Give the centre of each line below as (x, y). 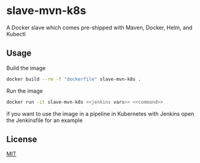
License (22, 139)
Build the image (26, 68)
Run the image (25, 91)
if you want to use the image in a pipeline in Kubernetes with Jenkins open (100, 114)
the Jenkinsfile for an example (44, 120)
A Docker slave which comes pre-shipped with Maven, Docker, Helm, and (99, 27)
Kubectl (16, 34)
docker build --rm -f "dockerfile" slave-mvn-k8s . (74, 79)
